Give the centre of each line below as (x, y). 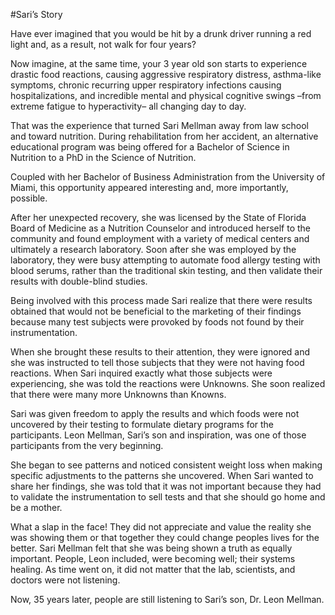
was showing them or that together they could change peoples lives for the (165, 537)
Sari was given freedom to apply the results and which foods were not (155, 413)
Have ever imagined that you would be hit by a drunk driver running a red (161, 33)
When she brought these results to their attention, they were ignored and (160, 352)
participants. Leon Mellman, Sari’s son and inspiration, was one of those (158, 435)
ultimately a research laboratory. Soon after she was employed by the (153, 249)
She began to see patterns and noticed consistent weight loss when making (166, 465)
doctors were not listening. (65, 580)
